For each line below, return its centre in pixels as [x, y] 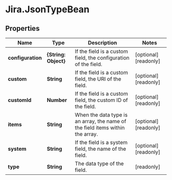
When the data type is [101, 115]
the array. [87, 134]
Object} [56, 61]
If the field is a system [101, 142]
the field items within [100, 128]
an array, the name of [101, 121]
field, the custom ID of [101, 100]
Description [102, 43]
